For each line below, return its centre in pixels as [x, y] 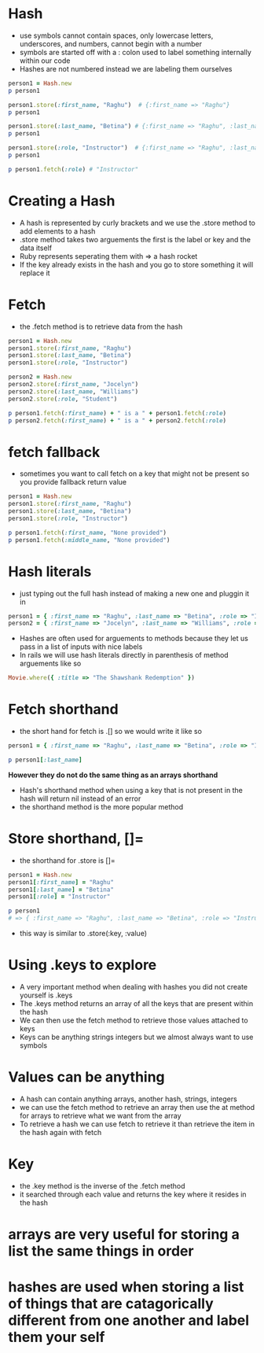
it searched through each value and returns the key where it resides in [133, 1194]
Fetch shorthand [64, 710]
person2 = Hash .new [40, 377]
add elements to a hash [57, 231]
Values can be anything [86, 1077]
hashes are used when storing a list [126, 1287]
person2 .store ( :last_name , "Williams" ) [73, 391]
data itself [36, 248]
